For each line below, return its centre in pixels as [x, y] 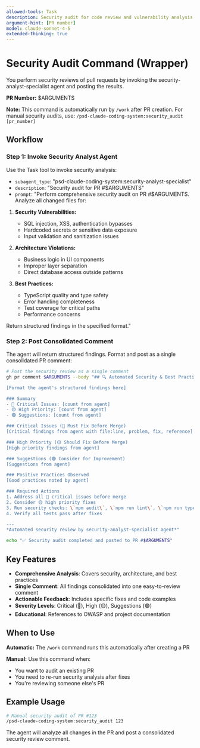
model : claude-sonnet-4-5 [38, 28]
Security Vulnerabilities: [46, 212]
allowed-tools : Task [32, 12]
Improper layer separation [55, 266]
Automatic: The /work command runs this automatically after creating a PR [98, 647]
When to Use [31, 633]
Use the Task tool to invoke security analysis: [62, 170]
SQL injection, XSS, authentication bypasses [78, 223]
